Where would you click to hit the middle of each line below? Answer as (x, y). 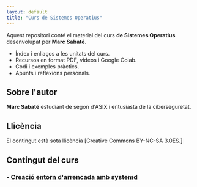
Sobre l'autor (32, 92)
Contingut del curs (43, 160)
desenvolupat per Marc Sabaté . (46, 42)
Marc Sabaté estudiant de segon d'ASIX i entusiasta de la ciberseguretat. (99, 107)
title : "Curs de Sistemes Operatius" (54, 18)
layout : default (27, 12)
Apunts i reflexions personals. (53, 73)
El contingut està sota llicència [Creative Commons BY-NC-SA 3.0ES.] (95, 141)
